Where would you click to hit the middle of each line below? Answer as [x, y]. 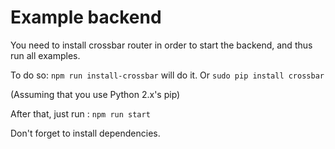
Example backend [86, 17]
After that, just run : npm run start [80, 113]
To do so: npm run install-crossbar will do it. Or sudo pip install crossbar [167, 75]
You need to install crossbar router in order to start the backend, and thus [161, 45]
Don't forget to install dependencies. [85, 133]
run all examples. [45, 55]
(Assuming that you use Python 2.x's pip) [95, 94]
